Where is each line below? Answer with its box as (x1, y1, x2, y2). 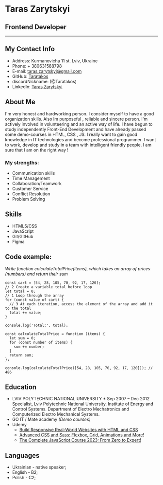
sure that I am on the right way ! (5, 147, 69, 153)
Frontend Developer (5, 23, 67, 31)
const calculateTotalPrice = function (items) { (5, 331, 105, 336)
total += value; (9, 310, 42, 315)
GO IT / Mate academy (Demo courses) (12, 416, 91, 422)
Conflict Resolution (12, 191, 50, 197)
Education (5, 383, 37, 391)
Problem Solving (12, 196, 45, 202)
